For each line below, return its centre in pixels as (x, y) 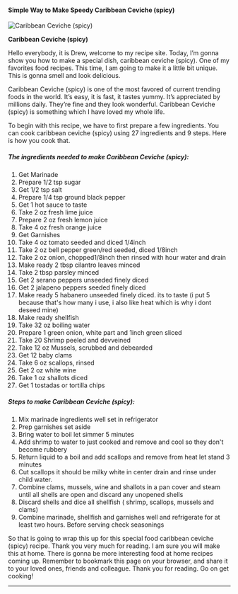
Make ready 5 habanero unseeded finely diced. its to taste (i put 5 (114, 295)
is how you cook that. (39, 141)
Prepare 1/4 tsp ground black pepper (72, 198)
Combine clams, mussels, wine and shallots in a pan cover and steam (119, 487)
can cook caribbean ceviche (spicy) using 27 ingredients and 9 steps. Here (117, 133)
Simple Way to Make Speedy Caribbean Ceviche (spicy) (91, 10)
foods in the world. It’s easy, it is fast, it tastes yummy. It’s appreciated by (114, 97)
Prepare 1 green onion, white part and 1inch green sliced (100, 333)
